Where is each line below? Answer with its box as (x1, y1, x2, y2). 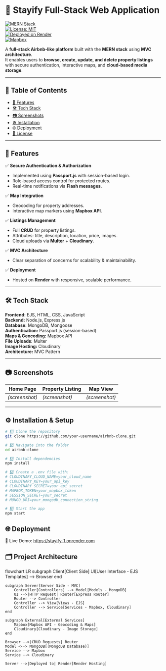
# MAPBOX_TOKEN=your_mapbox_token (5, 488, 77, 493)
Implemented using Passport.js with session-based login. (12, 172, 130, 178)
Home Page (8, 386, 37, 393)
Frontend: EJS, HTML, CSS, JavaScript (5, 312, 85, 318)
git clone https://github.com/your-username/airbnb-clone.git (5, 433, 136, 439)
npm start (5, 511, 26, 516)
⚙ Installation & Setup (5, 416, 74, 424)
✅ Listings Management (5, 217, 56, 223)
